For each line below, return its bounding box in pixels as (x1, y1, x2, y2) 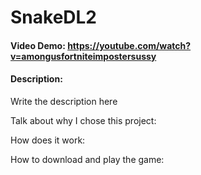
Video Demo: (10, 39, 66, 51)
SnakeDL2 (10, 6, 98, 29)
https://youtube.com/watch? (67, 39, 192, 51)
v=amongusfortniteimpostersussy (10, 50, 157, 62)
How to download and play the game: (10, 153, 165, 165)
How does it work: (10, 134, 86, 146)
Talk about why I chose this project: (10, 114, 157, 126)
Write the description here (10, 95, 118, 107)
